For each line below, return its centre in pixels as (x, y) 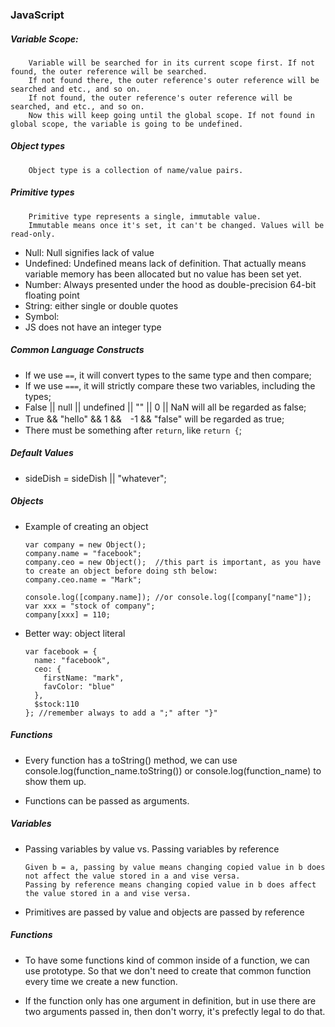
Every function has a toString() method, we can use (131, 760)
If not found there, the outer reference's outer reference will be (174, 80)
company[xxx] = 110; (67, 614)
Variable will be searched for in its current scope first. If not (171, 63)
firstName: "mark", (84, 678)
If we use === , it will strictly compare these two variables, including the (170, 385)
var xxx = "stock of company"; (90, 606)
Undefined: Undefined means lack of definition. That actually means (165, 263)
